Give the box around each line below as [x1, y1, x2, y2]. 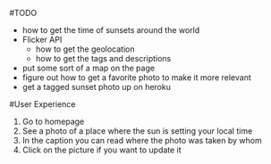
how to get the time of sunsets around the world [21, 25, 200, 35]
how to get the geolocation [35, 44, 135, 54]
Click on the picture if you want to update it [21, 144, 182, 155]
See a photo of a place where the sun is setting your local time [21, 126, 253, 136]
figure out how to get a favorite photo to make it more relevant [21, 72, 252, 83]
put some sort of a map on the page [21, 62, 155, 73]
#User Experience [9, 99, 76, 110]
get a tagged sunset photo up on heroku [21, 82, 172, 92]
